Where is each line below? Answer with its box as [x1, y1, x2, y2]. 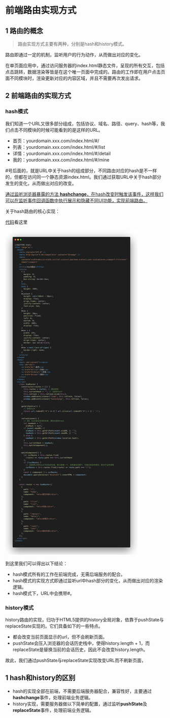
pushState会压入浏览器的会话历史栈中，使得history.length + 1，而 [12, 640, 150, 646]
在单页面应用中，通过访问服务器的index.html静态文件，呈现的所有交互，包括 [5, 63, 165, 69]
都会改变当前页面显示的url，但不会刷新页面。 [12, 634, 108, 640]
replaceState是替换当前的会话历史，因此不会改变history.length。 [12, 646, 148, 652]
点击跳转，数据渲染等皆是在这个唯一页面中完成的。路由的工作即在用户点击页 [5, 69, 165, 75]
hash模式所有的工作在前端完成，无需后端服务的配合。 [12, 571, 125, 577]
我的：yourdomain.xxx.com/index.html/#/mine [12, 157, 110, 163]
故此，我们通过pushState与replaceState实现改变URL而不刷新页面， [5, 657, 146, 663]
